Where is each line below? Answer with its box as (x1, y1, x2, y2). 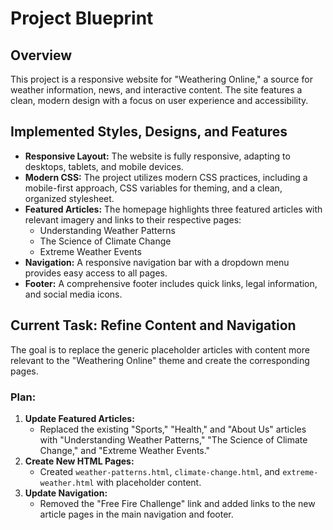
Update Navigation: (24, 487, 108, 499)
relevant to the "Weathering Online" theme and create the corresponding (10, 354, 310, 366)
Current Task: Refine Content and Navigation (10, 317, 297, 334)
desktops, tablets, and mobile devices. (24, 160, 184, 172)
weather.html (39, 478, 95, 488)
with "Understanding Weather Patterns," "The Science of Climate (39, 433, 308, 446)
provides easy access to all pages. (24, 267, 168, 279)
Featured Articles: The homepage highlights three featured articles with (24, 203, 323, 215)
